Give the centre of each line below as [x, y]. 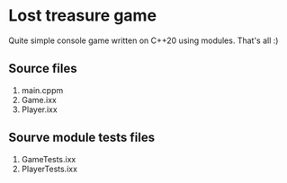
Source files [43, 69]
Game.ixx [39, 100]
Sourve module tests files [82, 138]
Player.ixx [39, 109]
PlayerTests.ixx [49, 169]
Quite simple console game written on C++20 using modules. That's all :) [143, 40]
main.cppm [42, 90]
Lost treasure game [83, 16]
